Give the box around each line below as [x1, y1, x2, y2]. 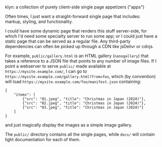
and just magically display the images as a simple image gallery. [5, 122, 133, 128]
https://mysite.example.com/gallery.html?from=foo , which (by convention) [5, 74, 156, 79]
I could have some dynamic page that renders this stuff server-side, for [5, 28, 147, 33]
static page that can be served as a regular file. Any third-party [5, 38, 131, 44]
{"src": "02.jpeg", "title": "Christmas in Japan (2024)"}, [22, 101, 146, 106]
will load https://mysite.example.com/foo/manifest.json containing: [5, 79, 141, 84]
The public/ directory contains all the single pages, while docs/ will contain [5, 131, 155, 137]
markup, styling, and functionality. [5, 19, 73, 24]
